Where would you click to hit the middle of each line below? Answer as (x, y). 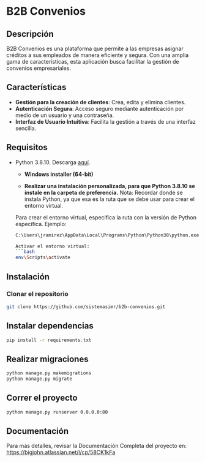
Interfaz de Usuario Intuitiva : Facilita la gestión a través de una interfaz (105, 121)
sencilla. (26, 128)
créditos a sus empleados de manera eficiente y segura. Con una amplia (98, 55)
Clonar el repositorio (37, 294)
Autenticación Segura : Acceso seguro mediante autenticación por (99, 108)
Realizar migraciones (47, 359)
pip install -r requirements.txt (49, 340)
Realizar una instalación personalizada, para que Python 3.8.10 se (110, 186)
